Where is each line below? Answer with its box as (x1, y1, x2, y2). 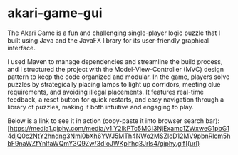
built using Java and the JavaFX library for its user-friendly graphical (7, 36, 209, 44)
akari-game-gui (7, 5, 103, 21)
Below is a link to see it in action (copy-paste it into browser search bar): (7, 116, 219, 125)
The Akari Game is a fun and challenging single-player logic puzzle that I (7, 28, 221, 37)
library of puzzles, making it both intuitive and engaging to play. (7, 102, 194, 111)
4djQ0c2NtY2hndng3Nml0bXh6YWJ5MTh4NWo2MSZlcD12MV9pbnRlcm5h (7, 132, 231, 140)
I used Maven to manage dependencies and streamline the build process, (7, 57, 223, 65)
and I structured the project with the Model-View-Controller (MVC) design (7, 65, 224, 73)
